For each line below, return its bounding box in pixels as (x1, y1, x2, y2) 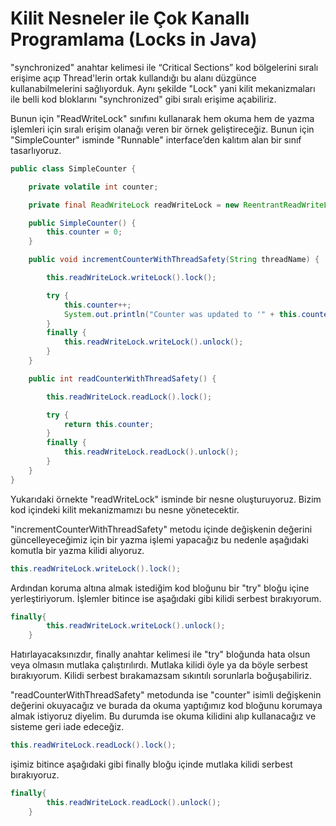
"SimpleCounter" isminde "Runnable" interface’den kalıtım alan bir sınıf (10, 133, 302, 146)
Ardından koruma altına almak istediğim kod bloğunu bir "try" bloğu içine (10, 582, 310, 594)
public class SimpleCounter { (10, 163, 137, 174)
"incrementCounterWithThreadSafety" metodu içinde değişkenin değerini (10, 523, 313, 535)
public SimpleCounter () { (28, 218, 137, 228)
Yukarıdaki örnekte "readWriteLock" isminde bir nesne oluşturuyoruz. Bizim (10, 493, 322, 505)
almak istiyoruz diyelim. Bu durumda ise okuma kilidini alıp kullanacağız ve (10, 710, 317, 722)
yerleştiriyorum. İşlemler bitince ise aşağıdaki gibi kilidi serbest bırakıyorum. (10, 592, 322, 604)
